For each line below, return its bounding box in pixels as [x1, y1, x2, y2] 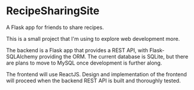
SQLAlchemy [6, 53, 38, 60]
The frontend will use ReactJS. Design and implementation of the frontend [6, 70, 187, 78]
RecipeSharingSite [6, 4, 99, 18]
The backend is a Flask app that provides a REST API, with [6, 46, 148, 54]
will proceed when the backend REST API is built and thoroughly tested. [6, 77, 181, 84]
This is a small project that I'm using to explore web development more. [6, 35, 180, 42]
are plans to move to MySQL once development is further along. [6, 59, 163, 66]
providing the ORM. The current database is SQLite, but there [38, 53, 189, 60]
